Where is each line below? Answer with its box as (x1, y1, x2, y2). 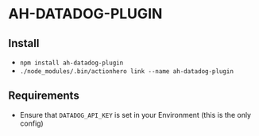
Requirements (8, 89, 79, 103)
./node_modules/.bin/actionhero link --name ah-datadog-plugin (19, 68, 234, 76)
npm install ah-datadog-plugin (19, 59, 124, 67)
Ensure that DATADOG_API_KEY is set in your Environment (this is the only (19, 110, 252, 119)
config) (19, 119, 44, 128)
